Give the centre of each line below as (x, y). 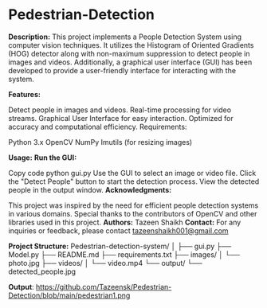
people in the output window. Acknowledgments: (90, 189)
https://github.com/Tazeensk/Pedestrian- (104, 287)
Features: (25, 94)
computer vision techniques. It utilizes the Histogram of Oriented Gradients (131, 45)
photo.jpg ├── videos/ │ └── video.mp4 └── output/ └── (105, 263)
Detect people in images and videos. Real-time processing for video (120, 110)
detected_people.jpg (42, 271)
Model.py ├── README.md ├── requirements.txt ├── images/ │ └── (124, 254)
